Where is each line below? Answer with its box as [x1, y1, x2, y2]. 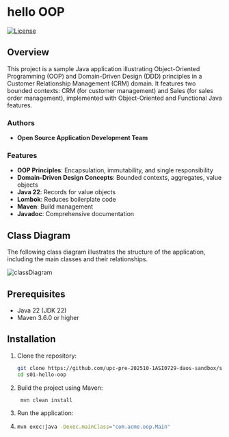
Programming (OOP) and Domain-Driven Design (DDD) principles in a [7, 72, 202, 80]
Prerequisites [7, 288, 66, 300]
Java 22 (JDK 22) [16, 306, 67, 315]
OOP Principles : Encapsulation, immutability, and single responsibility [16, 166, 214, 174]
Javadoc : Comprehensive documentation [16, 210, 135, 218]
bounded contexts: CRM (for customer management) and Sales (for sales [7, 86, 214, 94]
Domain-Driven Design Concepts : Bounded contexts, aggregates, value [16, 174, 222, 182]
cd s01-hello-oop [16, 371, 67, 378]
